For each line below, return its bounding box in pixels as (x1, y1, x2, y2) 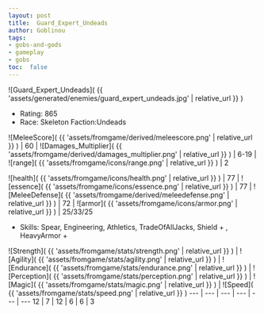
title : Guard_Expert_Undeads (8, 19, 109, 27)
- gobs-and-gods (8, 41, 62, 49)
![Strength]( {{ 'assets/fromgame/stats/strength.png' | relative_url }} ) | (8, 246, 239, 255)
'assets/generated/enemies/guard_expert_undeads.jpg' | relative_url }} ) (8, 93, 243, 103)
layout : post (8, 11, 52, 20)
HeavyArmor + (19, 231, 68, 240)
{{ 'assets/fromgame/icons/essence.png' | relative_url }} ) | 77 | (44, 182, 252, 191)
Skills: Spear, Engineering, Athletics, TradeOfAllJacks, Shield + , (19, 222, 228, 232)
